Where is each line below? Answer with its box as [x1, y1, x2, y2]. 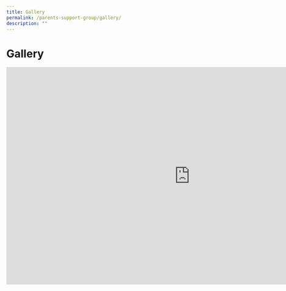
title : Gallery [6, 9, 45, 15]
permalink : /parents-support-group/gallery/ [6, 15, 122, 21]
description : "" [6, 20, 48, 26]
